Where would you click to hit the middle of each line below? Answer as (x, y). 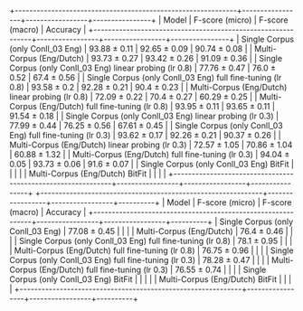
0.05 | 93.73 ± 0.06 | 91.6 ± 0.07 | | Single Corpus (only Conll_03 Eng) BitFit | (151, 164)
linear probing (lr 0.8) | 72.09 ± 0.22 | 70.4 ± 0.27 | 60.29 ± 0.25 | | (133, 97)
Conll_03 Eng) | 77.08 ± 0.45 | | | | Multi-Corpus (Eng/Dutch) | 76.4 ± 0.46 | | (151, 231)
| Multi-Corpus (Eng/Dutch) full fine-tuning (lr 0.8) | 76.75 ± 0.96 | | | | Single (151, 250)
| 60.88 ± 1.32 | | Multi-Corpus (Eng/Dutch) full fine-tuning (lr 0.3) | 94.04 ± (150, 154)
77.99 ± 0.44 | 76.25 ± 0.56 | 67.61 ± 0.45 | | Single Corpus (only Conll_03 (146, 126)
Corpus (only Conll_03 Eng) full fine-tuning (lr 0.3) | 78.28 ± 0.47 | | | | (139, 260)
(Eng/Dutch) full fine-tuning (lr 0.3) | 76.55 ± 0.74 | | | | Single (153, 269)
